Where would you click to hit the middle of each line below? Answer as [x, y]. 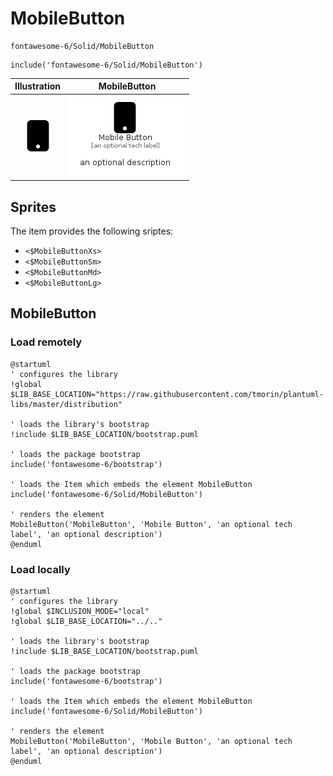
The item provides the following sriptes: [92, 231]
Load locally [40, 569]
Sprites [33, 207]
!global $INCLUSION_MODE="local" [80, 611]
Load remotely [46, 342]
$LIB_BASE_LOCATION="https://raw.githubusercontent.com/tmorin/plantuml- [167, 394]
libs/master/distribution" [66, 404]
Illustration [38, 86]
